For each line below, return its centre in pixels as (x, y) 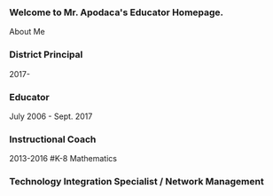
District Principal (46, 55)
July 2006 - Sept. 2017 (51, 116)
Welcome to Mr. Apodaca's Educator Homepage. (117, 12)
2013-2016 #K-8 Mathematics (63, 159)
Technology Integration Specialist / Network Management (136, 182)
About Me (27, 32)
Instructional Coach (53, 139)
